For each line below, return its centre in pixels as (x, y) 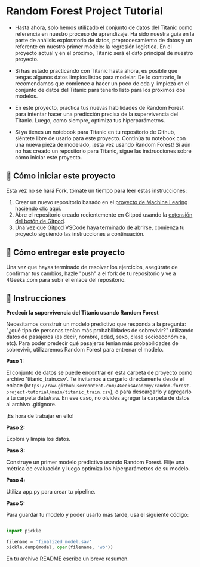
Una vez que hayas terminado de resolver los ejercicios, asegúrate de (92, 267)
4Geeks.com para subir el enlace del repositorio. (66, 279)
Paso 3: (16, 451)
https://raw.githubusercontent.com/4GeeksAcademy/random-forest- (109, 386)
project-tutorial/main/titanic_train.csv (59, 392)
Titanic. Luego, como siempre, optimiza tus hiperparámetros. (90, 120)
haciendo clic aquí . (38, 208)
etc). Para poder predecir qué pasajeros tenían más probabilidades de (92, 343)
